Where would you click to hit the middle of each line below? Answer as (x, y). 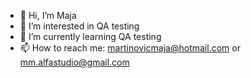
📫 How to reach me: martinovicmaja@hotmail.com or (130, 48)
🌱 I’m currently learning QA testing (90, 36)
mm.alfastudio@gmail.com (74, 62)
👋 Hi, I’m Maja (48, 15)
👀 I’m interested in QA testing (79, 26)
